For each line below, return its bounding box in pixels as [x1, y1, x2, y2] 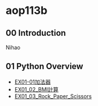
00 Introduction [5, 28, 66, 38]
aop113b [5, 4, 48, 18]
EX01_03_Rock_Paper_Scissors [14, 92, 92, 100]
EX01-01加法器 [14, 78, 51, 85]
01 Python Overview [5, 61, 83, 71]
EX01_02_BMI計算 [14, 85, 59, 93]
